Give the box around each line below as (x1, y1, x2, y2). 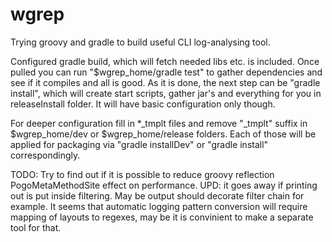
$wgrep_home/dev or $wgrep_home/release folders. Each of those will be (10, 128, 317, 140)
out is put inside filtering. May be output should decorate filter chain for (10, 189, 305, 202)
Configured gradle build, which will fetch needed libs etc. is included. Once (10, 55, 320, 67)
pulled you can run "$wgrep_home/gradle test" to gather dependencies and (10, 66, 323, 78)
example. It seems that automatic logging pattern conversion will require (10, 200, 308, 212)
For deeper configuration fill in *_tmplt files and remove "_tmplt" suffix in (10, 117, 308, 129)
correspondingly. (10, 149, 81, 161)
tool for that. (10, 221, 62, 233)
